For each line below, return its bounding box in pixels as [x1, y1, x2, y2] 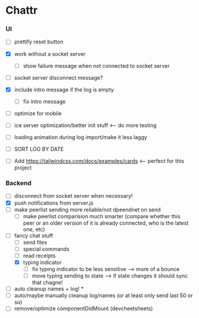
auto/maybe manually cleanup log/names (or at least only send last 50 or [14, 292, 193, 299]
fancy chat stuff [14, 232, 53, 239]
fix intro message [23, 97, 66, 105]
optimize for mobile [14, 109, 62, 117]
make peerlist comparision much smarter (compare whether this [23, 212, 181, 220]
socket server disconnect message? [14, 74, 103, 81]
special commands [23, 245, 70, 253]
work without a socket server [14, 50, 86, 57]
